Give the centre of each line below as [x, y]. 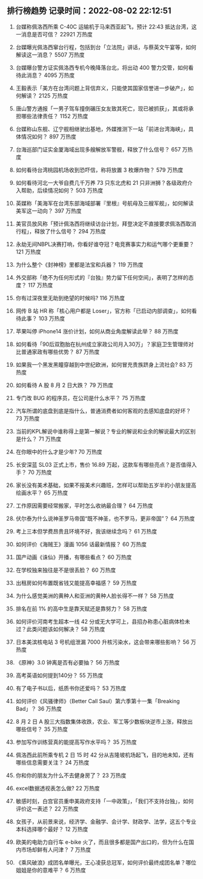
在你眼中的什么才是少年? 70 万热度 [59, 452]
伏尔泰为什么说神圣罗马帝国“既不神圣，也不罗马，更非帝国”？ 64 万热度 [105, 518]
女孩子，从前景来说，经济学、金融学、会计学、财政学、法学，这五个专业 [106, 821]
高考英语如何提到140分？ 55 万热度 [59, 675]
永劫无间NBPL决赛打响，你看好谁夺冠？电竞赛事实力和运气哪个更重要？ [105, 244]
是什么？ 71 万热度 [38, 439]
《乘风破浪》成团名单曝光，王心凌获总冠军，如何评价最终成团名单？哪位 [106, 862]
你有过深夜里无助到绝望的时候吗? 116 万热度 [70, 298]
